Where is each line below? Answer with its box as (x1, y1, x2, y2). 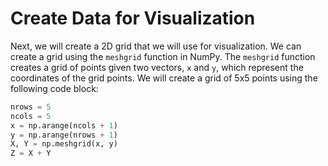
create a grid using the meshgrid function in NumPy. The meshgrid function (10, 50, 316, 62)
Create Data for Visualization (10, 7, 256, 30)
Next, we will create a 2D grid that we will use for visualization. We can (10, 40, 302, 52)
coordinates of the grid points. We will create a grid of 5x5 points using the (10, 72, 318, 84)
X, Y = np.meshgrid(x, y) (10, 139, 118, 149)
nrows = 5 (10, 102, 52, 112)
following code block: (10, 82, 99, 94)
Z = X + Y (10, 148, 52, 159)
